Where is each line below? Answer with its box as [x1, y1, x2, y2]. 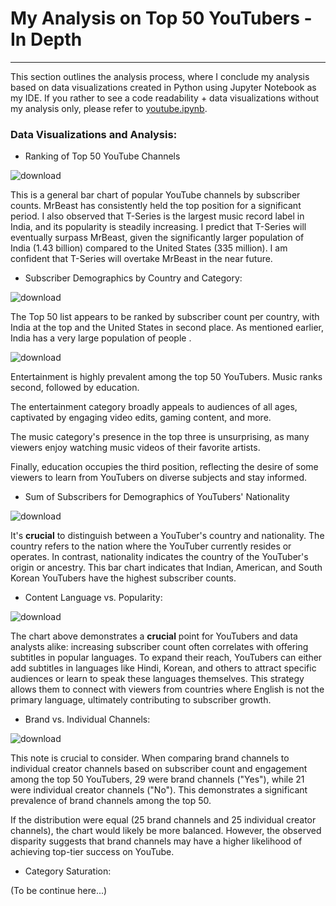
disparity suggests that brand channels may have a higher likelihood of [10, 835, 303, 847]
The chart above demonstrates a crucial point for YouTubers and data [10, 630, 298, 642]
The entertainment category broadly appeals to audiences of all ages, [10, 401, 298, 413]
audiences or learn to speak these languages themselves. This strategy [10, 673, 305, 685]
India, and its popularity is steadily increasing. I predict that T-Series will [10, 221, 307, 233]
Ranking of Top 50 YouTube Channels [24, 150, 181, 162]
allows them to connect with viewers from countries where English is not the [10, 683, 325, 696]
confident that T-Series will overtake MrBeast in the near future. [10, 253, 273, 265]
